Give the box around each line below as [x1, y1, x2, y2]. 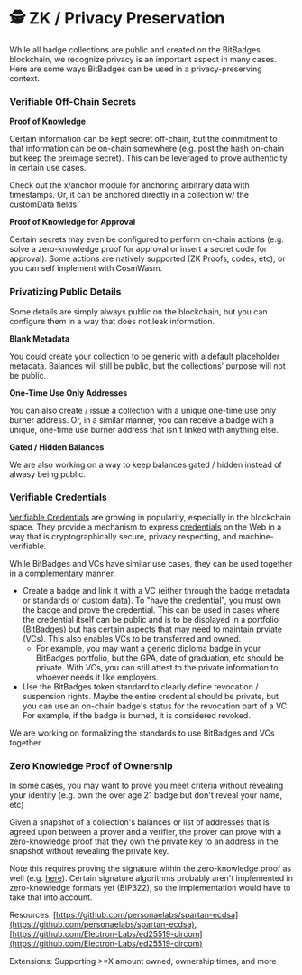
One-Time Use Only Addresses [9, 387, 128, 398]
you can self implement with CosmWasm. [9, 263, 163, 274]
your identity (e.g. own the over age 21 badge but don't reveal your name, [9, 790, 282, 801]
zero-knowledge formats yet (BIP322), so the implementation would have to [9, 883, 291, 894]
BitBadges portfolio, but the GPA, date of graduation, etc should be [35, 652, 284, 663]
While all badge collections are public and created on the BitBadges [9, 43, 261, 55]
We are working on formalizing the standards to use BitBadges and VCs [9, 727, 275, 738]
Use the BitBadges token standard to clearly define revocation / [22, 680, 259, 692]
